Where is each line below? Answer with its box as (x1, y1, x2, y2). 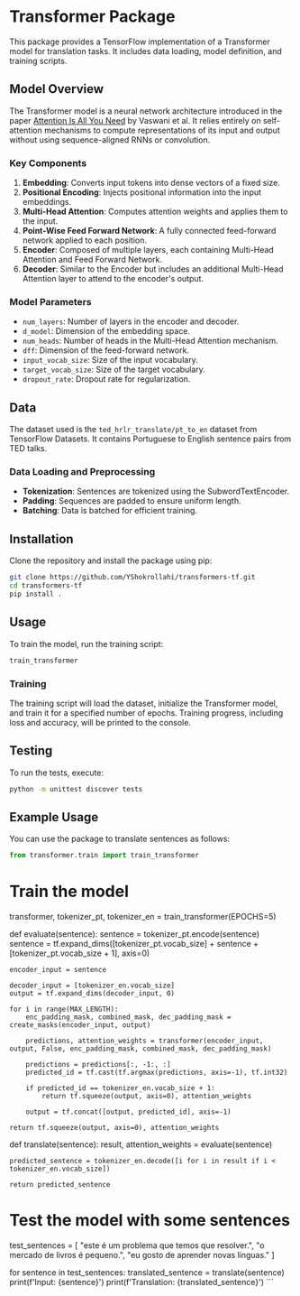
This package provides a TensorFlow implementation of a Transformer (9, 36, 270, 47)
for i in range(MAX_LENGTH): (9, 1004, 119, 1014)
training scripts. (9, 55, 68, 66)
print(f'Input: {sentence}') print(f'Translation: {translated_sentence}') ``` (9, 1277, 275, 1288)
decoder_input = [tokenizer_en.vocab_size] (9, 981, 176, 990)
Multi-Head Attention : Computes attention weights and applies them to (22, 206, 288, 218)
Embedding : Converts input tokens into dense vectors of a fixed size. (22, 178, 281, 189)
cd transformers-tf (9, 581, 83, 590)
